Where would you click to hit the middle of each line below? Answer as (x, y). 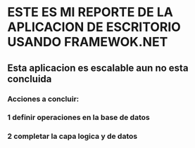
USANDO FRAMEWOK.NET (88, 42)
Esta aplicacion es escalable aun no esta (98, 68)
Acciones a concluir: (43, 99)
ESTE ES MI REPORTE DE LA (90, 12)
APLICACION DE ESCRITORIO (94, 27)
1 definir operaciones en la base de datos (78, 118)
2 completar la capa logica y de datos (73, 136)
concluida (30, 79)
